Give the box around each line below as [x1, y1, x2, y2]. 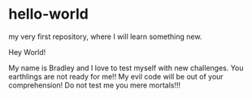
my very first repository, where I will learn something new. [8, 32, 202, 41]
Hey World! [8, 47, 46, 57]
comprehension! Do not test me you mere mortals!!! [8, 80, 181, 90]
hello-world [8, 5, 89, 23]
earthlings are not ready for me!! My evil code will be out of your [8, 71, 224, 81]
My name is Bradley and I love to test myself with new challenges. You [8, 62, 244, 73]
